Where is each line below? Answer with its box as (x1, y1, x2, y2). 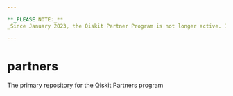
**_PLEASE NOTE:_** (7, 16, 64, 23)
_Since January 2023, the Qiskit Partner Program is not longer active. (7, 22, 222, 30)
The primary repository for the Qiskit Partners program (7, 81, 164, 90)
